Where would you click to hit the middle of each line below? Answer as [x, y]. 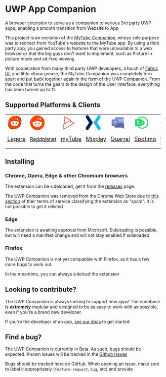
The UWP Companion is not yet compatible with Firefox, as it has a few [77, 259]
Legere [17, 139]
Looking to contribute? [41, 290]
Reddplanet [43, 139]
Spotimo [145, 139]
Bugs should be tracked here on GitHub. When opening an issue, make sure [82, 364]
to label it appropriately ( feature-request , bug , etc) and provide [69, 369]
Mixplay [96, 139]
